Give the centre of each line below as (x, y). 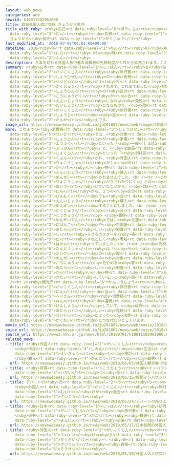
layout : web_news (24, 10)
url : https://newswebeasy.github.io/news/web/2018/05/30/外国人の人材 (84, 454)
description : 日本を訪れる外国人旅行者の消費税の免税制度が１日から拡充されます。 (83, 63)
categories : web (23, 15)
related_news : (20, 339)
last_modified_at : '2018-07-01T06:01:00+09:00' (57, 44)
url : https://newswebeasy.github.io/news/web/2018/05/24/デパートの (82, 401)
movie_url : (17, 325)
